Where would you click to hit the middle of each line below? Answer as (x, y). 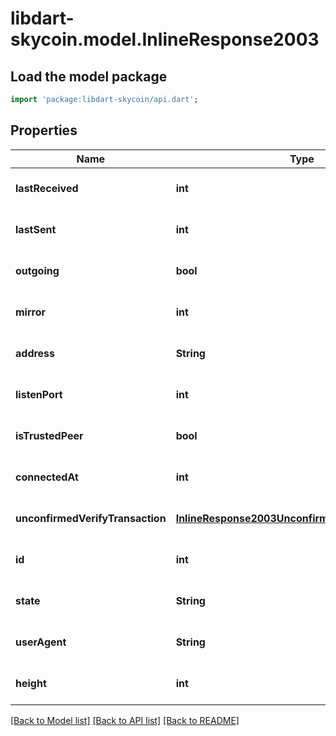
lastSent (36, 229)
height (31, 683)
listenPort (39, 394)
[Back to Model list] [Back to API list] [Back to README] (125, 720)
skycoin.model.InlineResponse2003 (165, 39)
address (35, 353)
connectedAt (47, 477)
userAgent (41, 642)
